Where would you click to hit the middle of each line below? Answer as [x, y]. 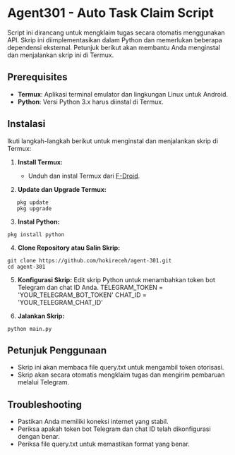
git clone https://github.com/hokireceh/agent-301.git [90, 260]
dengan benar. [38, 437]
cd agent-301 [26, 267]
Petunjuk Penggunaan [57, 350]
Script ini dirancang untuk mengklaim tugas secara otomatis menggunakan [116, 32]
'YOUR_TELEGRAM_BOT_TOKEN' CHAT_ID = [82, 295]
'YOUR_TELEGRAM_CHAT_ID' [60, 302]
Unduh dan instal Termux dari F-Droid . [84, 176]
